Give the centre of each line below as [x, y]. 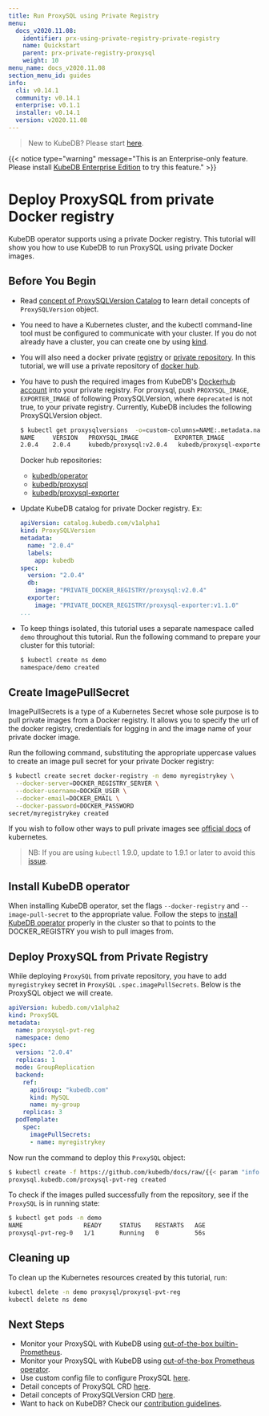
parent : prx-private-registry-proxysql [89, 53]
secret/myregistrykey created [59, 813]
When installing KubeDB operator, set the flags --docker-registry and [124, 906]
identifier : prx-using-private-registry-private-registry [121, 38]
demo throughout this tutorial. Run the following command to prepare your [140, 637]
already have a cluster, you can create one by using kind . [114, 341]
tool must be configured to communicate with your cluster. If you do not [138, 333]
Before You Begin [52, 281]
